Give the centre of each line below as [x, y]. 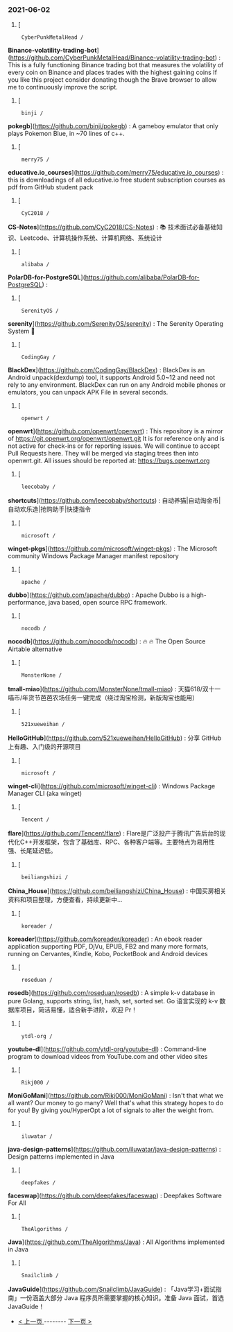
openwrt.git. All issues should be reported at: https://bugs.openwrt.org [109, 461]
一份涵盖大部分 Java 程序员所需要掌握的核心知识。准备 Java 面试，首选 [122, 1298]
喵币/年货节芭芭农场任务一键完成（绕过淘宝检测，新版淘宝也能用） [103, 698]
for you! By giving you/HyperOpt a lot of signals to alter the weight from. [111, 1110]
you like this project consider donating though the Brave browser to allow [112, 80]
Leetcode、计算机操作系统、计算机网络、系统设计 [91, 238]
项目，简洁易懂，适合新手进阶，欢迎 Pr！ [79, 1010]
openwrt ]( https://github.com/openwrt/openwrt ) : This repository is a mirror [116, 431]
